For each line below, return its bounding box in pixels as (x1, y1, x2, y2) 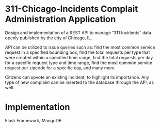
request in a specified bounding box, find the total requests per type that (5, 49, 150, 55)
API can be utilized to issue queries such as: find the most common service (5, 44, 155, 50)
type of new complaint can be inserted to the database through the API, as (5, 79, 154, 85)
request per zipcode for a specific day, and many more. (5, 64, 116, 71)
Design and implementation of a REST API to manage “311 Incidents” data (5, 30, 152, 35)
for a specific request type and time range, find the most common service (5, 60, 153, 65)
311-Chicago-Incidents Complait (5, 3, 138, 15)
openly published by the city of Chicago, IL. (5, 35, 92, 41)
